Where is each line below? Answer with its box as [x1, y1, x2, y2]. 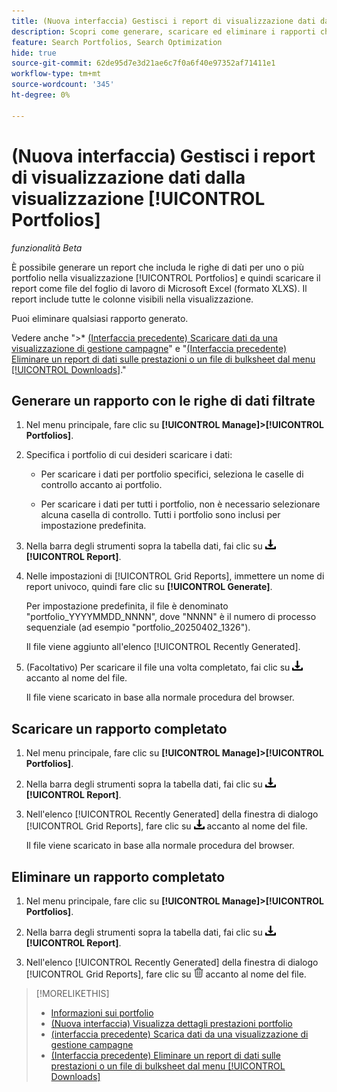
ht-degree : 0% [11, 90, 71, 100]
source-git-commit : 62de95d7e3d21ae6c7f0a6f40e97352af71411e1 [11, 58, 276, 69]
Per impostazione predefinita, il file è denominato [25, 600, 229, 612]
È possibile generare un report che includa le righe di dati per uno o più [11, 261, 305, 273]
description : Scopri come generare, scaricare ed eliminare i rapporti [11, 26, 316, 37]
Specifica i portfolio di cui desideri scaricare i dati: [25, 449, 233, 461]
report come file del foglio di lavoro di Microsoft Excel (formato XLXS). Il [11, 282, 308, 294]
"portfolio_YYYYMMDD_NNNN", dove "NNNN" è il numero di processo [25, 611, 317, 623]
